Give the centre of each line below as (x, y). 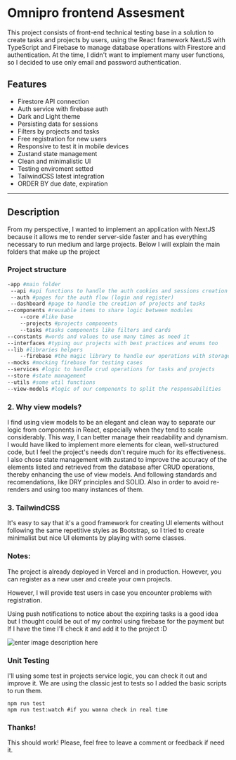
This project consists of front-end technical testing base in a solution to (111, 32)
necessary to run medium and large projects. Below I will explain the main (114, 244)
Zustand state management (57, 153)
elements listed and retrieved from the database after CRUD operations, (111, 467)
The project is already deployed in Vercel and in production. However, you (114, 572)
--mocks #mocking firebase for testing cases (75, 363)
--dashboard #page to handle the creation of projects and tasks (108, 304)
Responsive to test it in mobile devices (73, 146)
